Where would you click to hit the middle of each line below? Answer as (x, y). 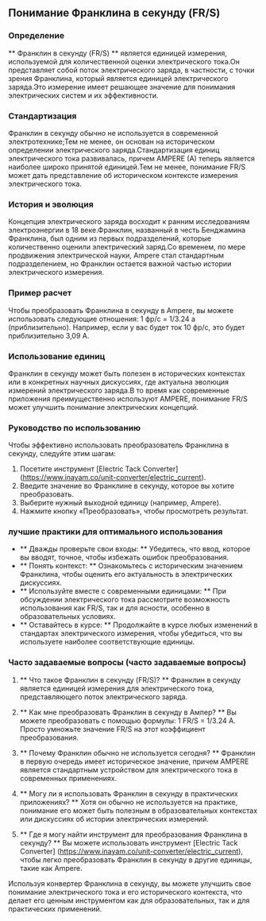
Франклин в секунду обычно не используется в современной (113, 133)
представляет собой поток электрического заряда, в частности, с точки (131, 70)
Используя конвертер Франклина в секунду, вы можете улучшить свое (130, 883)
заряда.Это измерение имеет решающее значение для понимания (122, 87)
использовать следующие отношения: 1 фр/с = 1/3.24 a (102, 319)
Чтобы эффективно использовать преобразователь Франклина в (118, 445)
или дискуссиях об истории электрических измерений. (114, 818)
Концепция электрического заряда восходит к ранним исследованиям (129, 222)
